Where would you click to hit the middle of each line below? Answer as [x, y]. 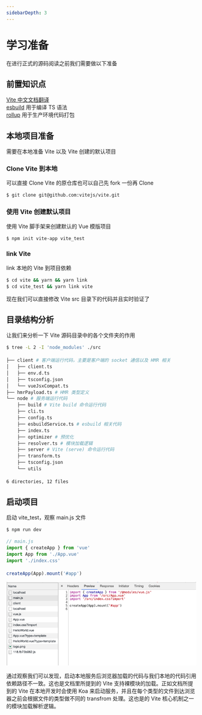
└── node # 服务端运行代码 [37, 399]
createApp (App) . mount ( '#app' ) [44, 573]
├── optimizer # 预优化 [46, 437]
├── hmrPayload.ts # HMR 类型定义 [48, 392]
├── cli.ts [31, 411]
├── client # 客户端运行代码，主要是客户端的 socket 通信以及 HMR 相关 [88, 361]
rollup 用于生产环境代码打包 [41, 115]
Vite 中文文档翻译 [28, 100]
